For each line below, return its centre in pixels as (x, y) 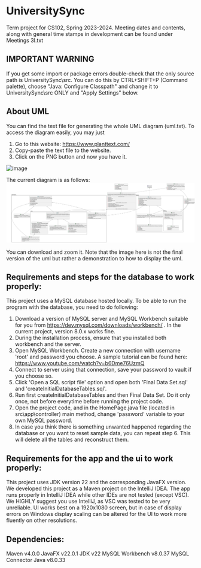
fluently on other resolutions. (42, 520)
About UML (28, 112)
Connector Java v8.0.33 (36, 560)
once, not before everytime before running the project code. (89, 402)
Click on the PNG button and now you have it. (71, 156)
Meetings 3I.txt (25, 40)
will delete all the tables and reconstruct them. (72, 440)
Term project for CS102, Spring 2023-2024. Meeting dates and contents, (96, 28)
